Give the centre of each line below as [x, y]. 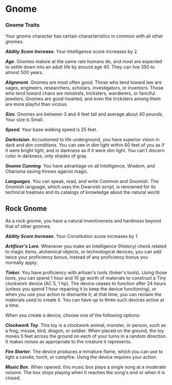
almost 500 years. [24, 72]
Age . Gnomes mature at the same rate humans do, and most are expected [84, 62]
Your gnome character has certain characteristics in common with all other [84, 36]
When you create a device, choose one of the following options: [73, 315]
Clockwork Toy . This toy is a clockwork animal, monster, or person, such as [85, 325]
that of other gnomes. [28, 226]
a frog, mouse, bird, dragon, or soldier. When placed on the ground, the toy [85, 331]
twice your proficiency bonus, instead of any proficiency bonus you [77, 257]
